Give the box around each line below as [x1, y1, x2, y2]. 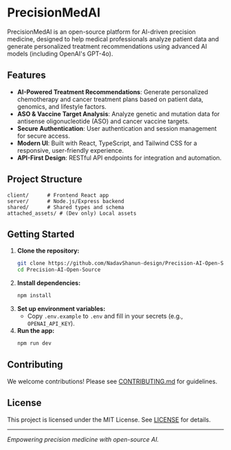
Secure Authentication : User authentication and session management [16, 124, 217, 132]
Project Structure [7, 173, 82, 185]
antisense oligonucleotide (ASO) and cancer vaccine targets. [16, 117, 190, 125]
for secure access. [16, 131, 70, 140]
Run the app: [16, 327, 55, 334]
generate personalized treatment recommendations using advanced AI [7, 42, 208, 50]
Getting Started [7, 228, 75, 240]
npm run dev [16, 340, 52, 347]
